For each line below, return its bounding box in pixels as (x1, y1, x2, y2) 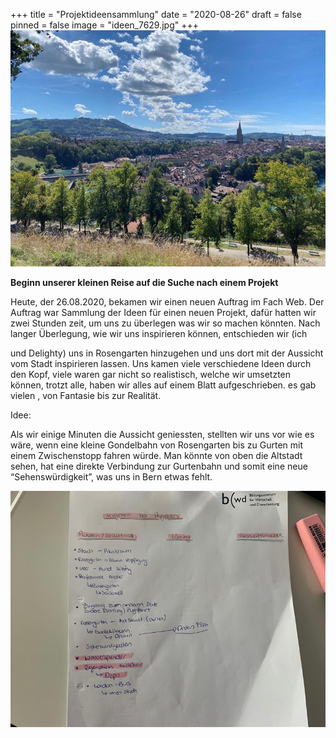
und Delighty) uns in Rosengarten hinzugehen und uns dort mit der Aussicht (10, 347, 324, 359)
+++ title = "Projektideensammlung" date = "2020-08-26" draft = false (10, 9, 302, 20)
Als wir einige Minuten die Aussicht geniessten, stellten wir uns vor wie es (10, 429, 315, 440)
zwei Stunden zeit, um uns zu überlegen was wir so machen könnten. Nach (10, 317, 321, 329)
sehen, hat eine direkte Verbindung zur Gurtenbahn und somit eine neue (10, 460, 308, 472)
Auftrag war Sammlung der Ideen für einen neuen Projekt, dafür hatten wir (10, 307, 317, 318)
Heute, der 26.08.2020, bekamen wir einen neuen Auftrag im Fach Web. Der (10, 296, 325, 308)
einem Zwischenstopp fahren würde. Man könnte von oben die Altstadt (10, 450, 303, 461)
